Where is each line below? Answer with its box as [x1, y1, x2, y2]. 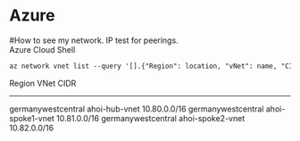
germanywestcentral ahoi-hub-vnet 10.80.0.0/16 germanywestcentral [9, 104, 264, 114]
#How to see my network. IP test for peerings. [9, 35, 179, 46]
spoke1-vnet [9, 112, 55, 123]
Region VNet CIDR [9, 78, 77, 88]
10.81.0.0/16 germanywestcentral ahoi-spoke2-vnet [56, 112, 246, 123]
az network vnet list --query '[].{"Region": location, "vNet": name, [9, 62, 278, 70]
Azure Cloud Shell [9, 44, 76, 54]
